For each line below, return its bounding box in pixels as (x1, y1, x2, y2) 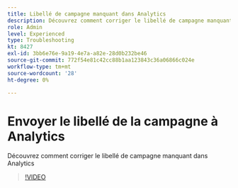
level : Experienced (7, 30, 65, 38)
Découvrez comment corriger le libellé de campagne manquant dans (7, 152, 208, 160)
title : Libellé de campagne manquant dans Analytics (7, 10, 166, 18)
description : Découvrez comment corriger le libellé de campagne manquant (7, 17, 233, 24)
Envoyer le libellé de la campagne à (7, 113, 218, 129)
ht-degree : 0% (7, 76, 50, 84)
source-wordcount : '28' (7, 70, 78, 77)
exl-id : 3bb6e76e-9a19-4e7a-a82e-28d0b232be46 (7, 50, 147, 57)
